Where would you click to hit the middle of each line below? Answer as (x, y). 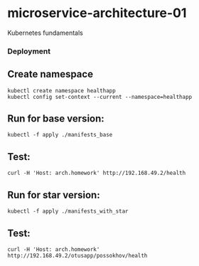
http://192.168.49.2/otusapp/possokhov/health (77, 255)
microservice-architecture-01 (97, 13)
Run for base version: (56, 119)
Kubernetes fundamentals (45, 33)
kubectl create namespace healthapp (61, 90)
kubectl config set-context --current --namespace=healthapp (100, 97)
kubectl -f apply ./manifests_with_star (68, 211)
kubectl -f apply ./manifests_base (60, 135)
